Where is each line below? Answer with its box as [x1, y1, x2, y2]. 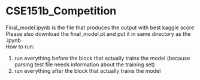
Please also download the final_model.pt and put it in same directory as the [5, 30, 191, 37]
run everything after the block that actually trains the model [14, 67, 161, 74]
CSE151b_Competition [5, 4, 117, 18]
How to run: [5, 43, 35, 50]
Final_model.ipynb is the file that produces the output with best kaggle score [5, 24, 195, 31]
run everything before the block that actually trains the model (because [14, 54, 190, 61]
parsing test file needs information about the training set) [14, 61, 155, 68]
